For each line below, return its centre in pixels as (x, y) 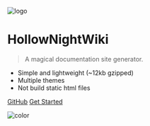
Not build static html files (54, 88)
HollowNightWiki (58, 40)
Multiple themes (41, 80)
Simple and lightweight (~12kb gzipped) (76, 73)
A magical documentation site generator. (84, 59)
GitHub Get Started (35, 101)
